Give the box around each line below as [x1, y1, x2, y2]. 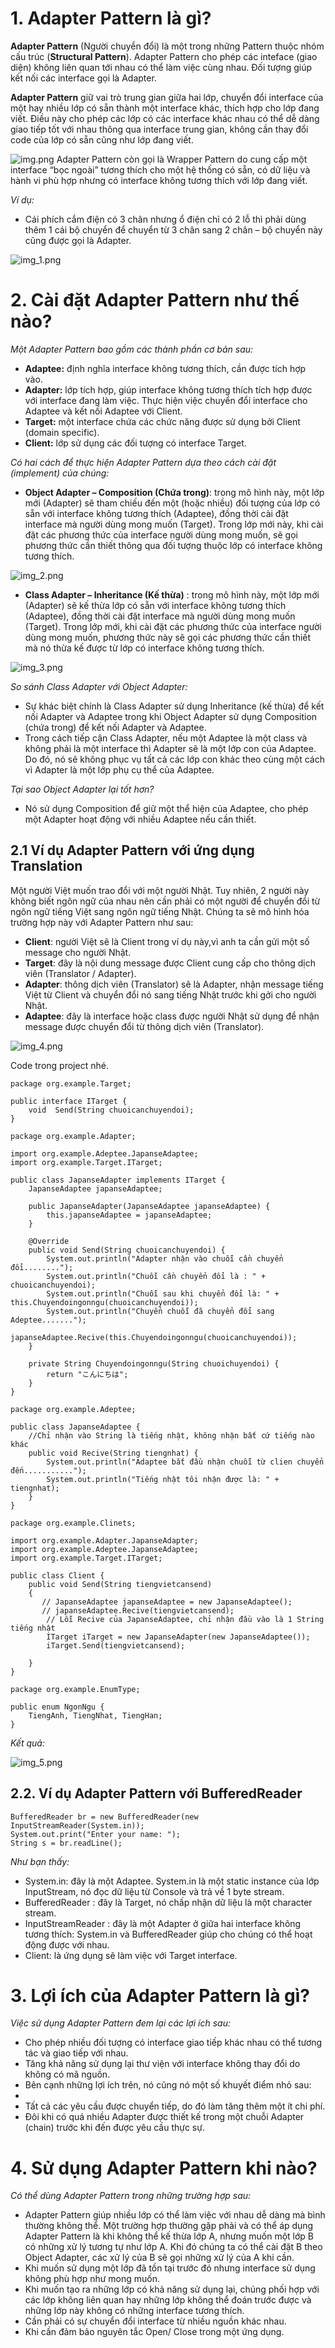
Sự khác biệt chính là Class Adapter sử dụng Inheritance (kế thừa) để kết [24, 700, 325, 712]
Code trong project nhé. [10, 1059, 109, 1071]
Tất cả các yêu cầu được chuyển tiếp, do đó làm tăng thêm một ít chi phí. [24, 2100, 326, 2112]
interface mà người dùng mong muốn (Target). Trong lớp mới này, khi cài [24, 518, 324, 530]
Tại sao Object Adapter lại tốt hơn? [10, 783, 155, 795]
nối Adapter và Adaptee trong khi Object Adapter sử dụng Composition [24, 710, 318, 722]
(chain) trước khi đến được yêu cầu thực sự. [24, 2122, 205, 2134]
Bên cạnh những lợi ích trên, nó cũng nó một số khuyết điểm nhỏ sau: [24, 2079, 312, 2091]
